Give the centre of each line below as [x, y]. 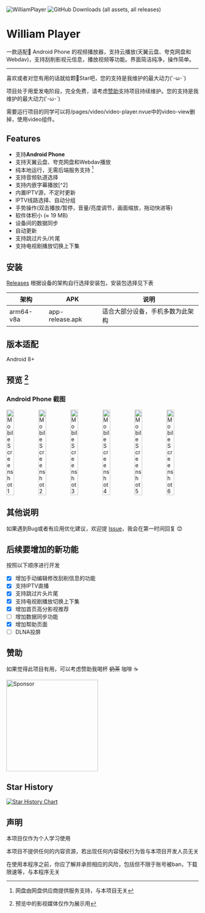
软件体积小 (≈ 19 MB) [41, 215]
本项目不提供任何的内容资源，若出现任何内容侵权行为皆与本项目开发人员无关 [103, 851]
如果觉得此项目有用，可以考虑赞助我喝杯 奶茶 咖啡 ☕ [72, 669]
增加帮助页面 [31, 624]
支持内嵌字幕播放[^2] [41, 185]
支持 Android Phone [40, 154]
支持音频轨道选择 [37, 178]
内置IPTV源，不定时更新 [45, 193]
